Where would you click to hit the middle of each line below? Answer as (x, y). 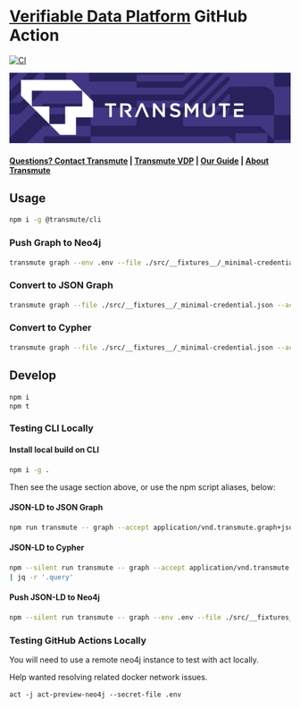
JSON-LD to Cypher (47, 548)
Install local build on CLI (54, 450)
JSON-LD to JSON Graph (56, 508)
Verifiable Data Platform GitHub (129, 17)
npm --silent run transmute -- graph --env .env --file (115, 617)
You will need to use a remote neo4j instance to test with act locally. (134, 660)
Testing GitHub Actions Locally (78, 640)
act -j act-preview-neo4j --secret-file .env (95, 695)
